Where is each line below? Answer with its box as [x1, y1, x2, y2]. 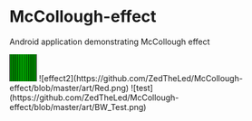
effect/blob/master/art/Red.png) [9, 82, 130, 93]
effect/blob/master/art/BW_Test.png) [9, 101, 147, 112]
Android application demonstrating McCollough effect [9, 36, 210, 47]
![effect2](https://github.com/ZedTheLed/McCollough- [38, 72, 243, 83]
